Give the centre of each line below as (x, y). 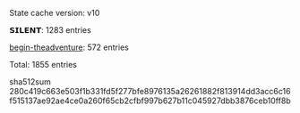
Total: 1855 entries (43, 65)
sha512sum (30, 82)
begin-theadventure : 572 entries (69, 47)
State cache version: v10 (55, 13)
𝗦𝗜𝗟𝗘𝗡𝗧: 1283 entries (50, 30)
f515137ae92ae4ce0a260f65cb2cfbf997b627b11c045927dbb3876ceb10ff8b (150, 101)
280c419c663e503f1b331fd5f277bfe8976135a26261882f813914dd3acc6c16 (150, 91)
